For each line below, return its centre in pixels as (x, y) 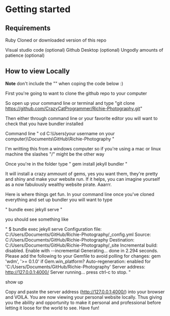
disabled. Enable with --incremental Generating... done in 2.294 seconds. (82, 250)
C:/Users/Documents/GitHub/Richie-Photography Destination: (70, 240)
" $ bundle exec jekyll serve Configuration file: (54, 229)
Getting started (38, 9)
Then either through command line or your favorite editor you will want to (81, 118)
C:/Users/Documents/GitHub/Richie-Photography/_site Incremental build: (81, 245)
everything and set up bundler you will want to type (59, 200)
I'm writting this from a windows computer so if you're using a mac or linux (83, 148)
